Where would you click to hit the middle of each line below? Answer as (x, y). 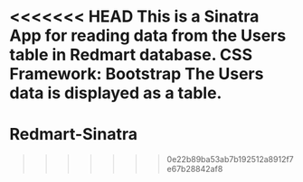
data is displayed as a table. (116, 93)
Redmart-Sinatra (74, 135)
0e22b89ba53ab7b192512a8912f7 (230, 159)
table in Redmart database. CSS (131, 55)
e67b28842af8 (195, 169)
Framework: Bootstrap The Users (137, 74)
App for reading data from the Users (148, 36)
